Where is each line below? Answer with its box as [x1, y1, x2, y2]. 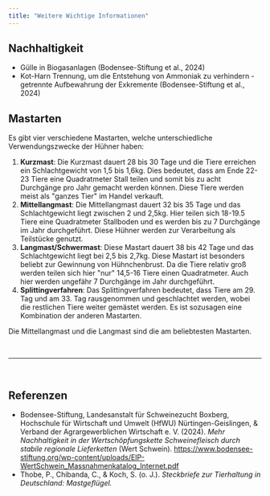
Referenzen [8, 388, 68, 402]
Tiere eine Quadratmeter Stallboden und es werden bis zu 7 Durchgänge [19, 217, 261, 227]
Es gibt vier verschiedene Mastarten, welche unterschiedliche [8, 133, 213, 143]
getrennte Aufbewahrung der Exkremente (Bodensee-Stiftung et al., [19, 80, 245, 89]
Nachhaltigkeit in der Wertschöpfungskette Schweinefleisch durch [19, 436, 241, 445]
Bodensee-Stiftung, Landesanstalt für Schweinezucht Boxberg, [19, 410, 230, 420]
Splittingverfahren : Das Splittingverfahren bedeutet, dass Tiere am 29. [19, 285, 256, 295]
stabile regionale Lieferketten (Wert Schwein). [19, 444, 173, 454]
